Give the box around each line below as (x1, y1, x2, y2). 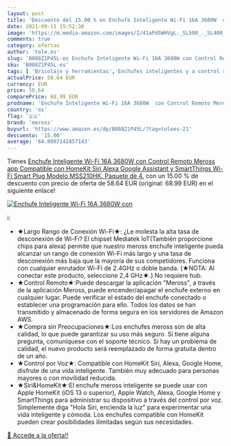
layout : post (7, 10, 45, 17)
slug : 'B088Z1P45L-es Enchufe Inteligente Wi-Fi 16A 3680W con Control (7, 55, 217, 62)
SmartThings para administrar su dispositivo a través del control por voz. (16, 396, 223, 404)
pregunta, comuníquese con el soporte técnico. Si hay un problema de (16, 337, 217, 345)
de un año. (16, 352, 48, 361)
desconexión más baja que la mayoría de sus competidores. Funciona (16, 256, 215, 265)
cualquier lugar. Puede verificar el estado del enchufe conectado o (16, 294, 206, 302)
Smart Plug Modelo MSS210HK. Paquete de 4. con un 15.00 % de (13, 172, 199, 180)
